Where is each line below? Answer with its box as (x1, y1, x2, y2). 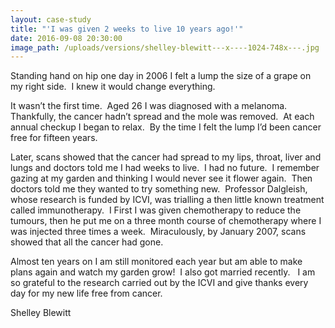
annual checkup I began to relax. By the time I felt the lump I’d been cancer (10, 121, 322, 133)
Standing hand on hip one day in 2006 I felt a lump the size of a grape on (10, 70, 312, 82)
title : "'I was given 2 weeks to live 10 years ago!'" (10, 24, 244, 34)
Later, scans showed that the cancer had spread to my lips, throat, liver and (10, 151, 322, 163)
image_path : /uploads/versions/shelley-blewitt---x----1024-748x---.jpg (10, 42, 320, 53)
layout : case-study (10, 14, 92, 25)
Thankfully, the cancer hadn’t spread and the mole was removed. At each (10, 111, 315, 123)
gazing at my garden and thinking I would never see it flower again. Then (10, 172, 313, 185)
